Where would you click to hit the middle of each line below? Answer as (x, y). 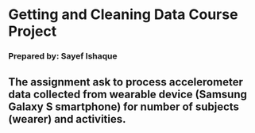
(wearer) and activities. (67, 119)
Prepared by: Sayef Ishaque (63, 56)
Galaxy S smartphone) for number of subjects (124, 106)
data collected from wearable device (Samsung (128, 94)
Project (33, 31)
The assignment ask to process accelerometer (126, 82)
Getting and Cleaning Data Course (123, 15)
